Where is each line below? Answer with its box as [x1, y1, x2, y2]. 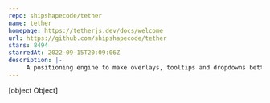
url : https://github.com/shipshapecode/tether [8, 34, 167, 42]
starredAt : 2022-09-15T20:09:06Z [8, 49, 121, 57]
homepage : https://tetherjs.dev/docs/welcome [8, 26, 163, 34]
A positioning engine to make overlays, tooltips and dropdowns [26, 64, 247, 72]
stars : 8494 [8, 42, 48, 50]
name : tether [8, 19, 52, 27]
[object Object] [8, 85, 59, 95]
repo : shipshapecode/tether [8, 11, 103, 20]
